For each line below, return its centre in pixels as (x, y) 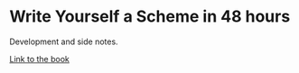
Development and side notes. (64, 41)
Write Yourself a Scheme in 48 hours (150, 17)
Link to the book (39, 59)
